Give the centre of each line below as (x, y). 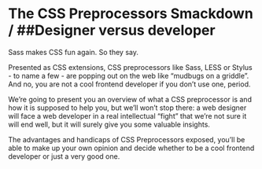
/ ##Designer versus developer (112, 30)
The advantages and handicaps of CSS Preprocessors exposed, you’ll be (127, 139)
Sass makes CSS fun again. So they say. (74, 52)
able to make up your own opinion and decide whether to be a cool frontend (131, 148)
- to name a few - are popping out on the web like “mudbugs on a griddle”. (129, 75)
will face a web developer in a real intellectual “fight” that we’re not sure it (127, 116)
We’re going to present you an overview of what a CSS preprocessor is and (130, 99)
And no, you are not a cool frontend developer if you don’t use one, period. (129, 84)
